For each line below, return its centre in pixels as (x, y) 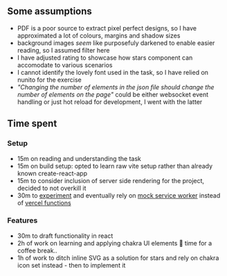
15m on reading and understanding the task (79, 158)
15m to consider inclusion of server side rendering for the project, (111, 180)
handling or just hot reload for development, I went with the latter (110, 102)
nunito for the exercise (49, 80)
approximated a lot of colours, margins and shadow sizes (99, 35)
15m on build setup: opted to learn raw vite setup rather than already (115, 166)
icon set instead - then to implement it (71, 265)
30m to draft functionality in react (65, 236)
